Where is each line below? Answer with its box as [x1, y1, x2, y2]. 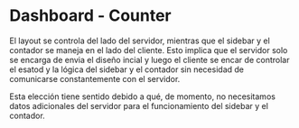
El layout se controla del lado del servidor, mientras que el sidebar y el [9, 35, 271, 46]
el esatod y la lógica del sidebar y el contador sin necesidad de [9, 64, 244, 75]
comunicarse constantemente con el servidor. [9, 73, 181, 84]
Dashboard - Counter [9, 5, 172, 26]
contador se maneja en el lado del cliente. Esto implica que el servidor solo [9, 44, 288, 55]
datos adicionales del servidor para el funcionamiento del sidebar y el [9, 100, 269, 111]
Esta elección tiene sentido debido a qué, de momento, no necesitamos [9, 91, 276, 102]
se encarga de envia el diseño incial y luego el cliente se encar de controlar [9, 54, 290, 65]
